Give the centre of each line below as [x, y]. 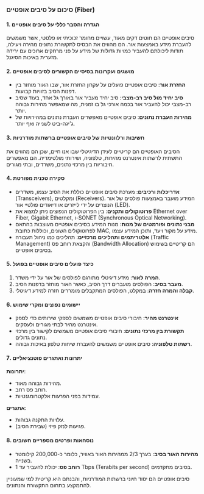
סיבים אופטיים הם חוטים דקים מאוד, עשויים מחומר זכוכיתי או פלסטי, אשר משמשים [100, 38]
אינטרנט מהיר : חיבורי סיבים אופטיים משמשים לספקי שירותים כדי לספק [97, 318]
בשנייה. [23, 460]
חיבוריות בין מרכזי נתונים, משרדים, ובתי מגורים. [60, 164]
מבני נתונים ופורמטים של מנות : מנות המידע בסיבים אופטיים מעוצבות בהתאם [105, 224]
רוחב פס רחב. [31, 390]
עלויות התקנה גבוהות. [40, 420]
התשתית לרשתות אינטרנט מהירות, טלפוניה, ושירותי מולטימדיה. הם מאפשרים [94, 157]
